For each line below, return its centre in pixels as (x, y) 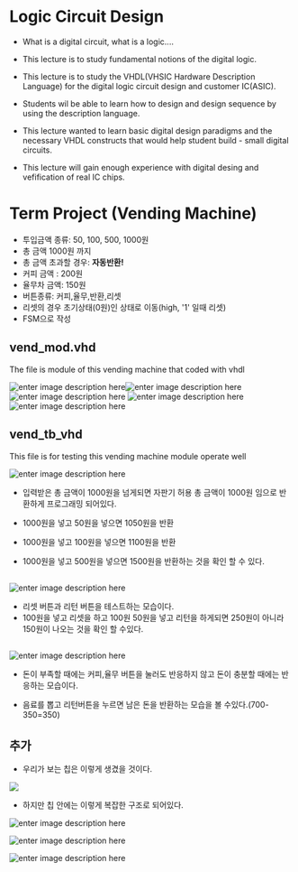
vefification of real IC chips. (73, 177)
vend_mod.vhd (53, 348)
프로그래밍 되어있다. (81, 504)
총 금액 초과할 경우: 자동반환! (73, 262)
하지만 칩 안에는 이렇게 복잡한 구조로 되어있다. (103, 805)
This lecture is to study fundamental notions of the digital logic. (139, 59)
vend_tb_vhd (46, 435)
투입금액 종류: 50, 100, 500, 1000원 (86, 239)
